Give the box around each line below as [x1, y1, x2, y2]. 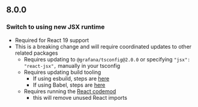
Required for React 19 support [14, 36, 89, 44]
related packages [14, 49, 58, 57]
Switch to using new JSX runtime [6, 23, 105, 31]
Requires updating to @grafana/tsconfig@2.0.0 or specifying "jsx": [23, 55, 191, 63]
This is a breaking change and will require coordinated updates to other [14, 43, 192, 50]
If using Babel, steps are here [32, 81, 106, 88]
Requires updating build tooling [23, 69, 101, 76]
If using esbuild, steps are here [32, 75, 110, 82]
